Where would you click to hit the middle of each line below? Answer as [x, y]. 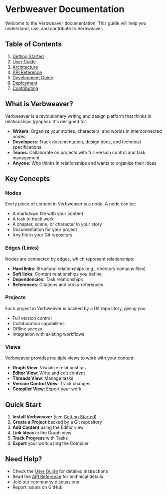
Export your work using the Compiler [50, 443]
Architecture [25, 67]
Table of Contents [34, 44]
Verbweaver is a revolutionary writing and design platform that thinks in [79, 116]
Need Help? [24, 459]
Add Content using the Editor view [48, 427]
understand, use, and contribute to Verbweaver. [54, 28]
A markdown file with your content [48, 213]
